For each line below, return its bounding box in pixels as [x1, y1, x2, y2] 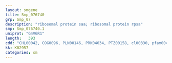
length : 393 [5, 36, 36, 41]
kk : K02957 [5, 45, 29, 50]
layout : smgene [5, 7, 38, 13]
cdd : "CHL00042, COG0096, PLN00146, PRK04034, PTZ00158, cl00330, [5, 41, 150, 46]
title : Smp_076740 [5, 12, 45, 17]
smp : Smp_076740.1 [5, 26, 45, 31]
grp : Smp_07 [5, 17, 31, 22]
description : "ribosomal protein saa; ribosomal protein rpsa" [5, 21, 143, 27]
